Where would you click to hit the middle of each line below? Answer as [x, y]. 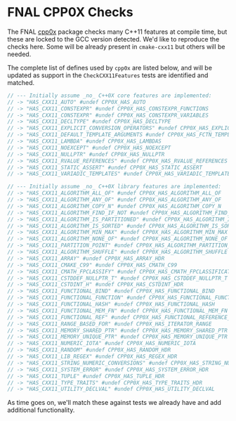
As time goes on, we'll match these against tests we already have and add [114, 403]
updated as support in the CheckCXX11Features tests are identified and [108, 75]
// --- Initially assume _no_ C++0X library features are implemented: [114, 187]
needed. [19, 54]
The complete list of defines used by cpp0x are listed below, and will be [110, 67]
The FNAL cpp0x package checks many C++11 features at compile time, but [117, 32]
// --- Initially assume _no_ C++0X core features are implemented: [110, 96]
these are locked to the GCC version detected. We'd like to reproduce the [113, 39]
